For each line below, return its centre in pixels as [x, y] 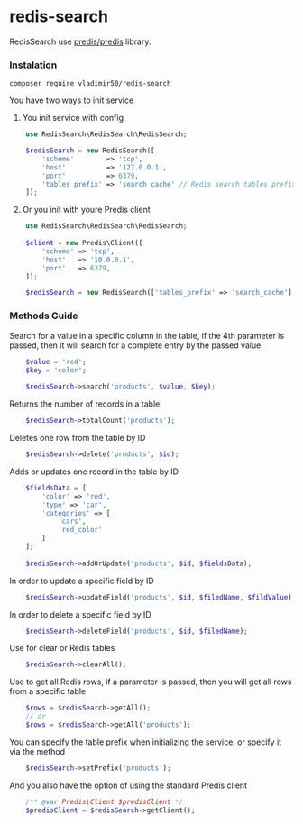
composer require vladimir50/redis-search [90, 84]
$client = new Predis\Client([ [84, 243]
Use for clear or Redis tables [62, 648]
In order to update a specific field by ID [82, 581]
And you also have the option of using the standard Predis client [129, 785]
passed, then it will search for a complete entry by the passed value [135, 345]
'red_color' [80, 530]
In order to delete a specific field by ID [80, 614]
